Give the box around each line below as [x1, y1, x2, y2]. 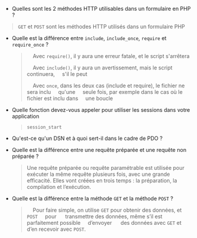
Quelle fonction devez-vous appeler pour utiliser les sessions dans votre [11, 106, 190, 113]
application [11, 113, 40, 120]
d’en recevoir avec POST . [26, 225, 87, 233]
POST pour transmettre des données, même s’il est [26, 213, 163, 220]
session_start [26, 124, 62, 130]
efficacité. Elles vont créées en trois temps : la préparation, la [26, 177, 177, 184]
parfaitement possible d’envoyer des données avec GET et [26, 219, 182, 226]
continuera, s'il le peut [26, 71, 88, 77]
